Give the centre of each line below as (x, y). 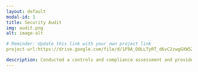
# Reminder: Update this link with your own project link (79, 44)
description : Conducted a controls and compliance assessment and (89, 60)
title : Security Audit (34, 22)
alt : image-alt (25, 33)
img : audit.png (25, 28)
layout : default (26, 11)
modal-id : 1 (21, 17)
